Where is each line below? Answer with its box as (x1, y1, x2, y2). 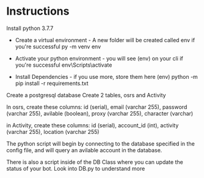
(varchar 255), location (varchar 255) (6, 128, 100, 135)
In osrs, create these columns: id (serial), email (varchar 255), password (6, 103, 188, 111)
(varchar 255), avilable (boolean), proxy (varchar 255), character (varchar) (6, 109, 194, 117)
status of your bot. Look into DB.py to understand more (6, 165, 145, 172)
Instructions (6, 4, 70, 18)
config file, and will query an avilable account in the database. (6, 146, 162, 154)
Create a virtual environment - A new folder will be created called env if (15, 36, 195, 43)
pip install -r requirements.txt (15, 80, 89, 87)
